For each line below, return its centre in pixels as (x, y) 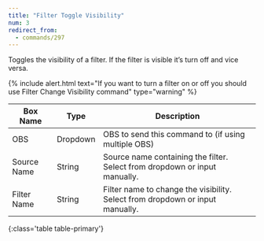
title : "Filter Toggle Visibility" (66, 15)
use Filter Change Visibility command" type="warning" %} (103, 92)
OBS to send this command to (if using (174, 135)
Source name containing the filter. (166, 157)
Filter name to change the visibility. (167, 190)
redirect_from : (33, 30)
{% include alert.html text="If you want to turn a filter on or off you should (128, 83)
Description (178, 117)
